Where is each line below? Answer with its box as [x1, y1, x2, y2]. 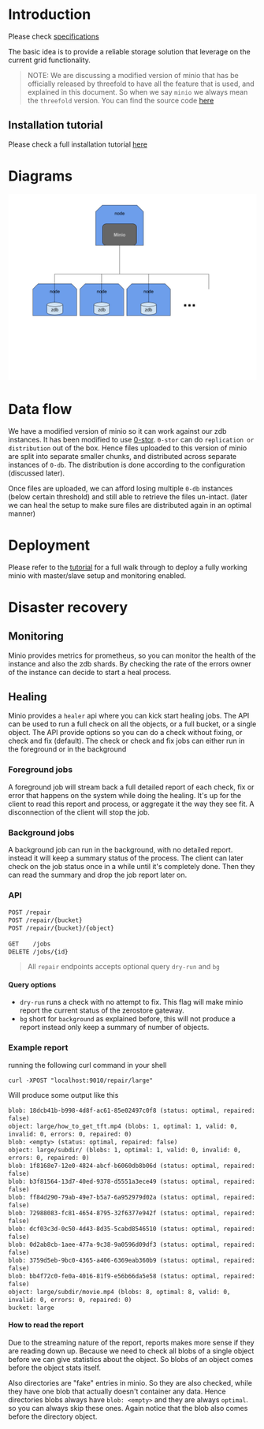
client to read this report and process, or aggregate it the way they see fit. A [8, 799, 255, 808]
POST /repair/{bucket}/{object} [8, 924, 114, 932]
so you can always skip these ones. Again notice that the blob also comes [8, 1403, 248, 1412]
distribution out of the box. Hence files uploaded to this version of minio [8, 443, 247, 453]
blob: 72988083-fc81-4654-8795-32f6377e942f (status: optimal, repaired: [8, 1209, 256, 1217]
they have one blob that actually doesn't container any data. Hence [8, 1386, 226, 1396]
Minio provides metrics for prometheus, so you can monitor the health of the [8, 651, 256, 660]
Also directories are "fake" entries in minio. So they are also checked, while [8, 1378, 252, 1387]
